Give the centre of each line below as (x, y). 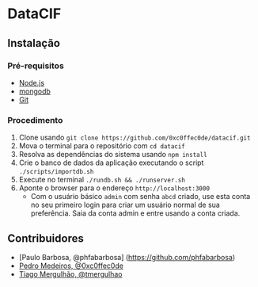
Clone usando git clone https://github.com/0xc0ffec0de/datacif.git (135, 138)
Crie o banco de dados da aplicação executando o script (111, 163)
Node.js (32, 82)
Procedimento (35, 120)
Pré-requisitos (36, 66)
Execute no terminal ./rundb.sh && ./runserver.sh (102, 180)
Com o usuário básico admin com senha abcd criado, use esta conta (140, 197)
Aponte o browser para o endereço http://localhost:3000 (114, 188)
